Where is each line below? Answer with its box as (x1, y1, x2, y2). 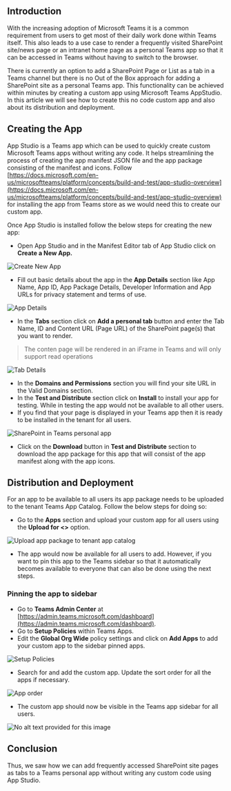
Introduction (7, 6, 62, 17)
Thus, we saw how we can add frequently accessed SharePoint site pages (7, 761, 219, 770)
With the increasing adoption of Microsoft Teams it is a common (7, 23, 190, 32)
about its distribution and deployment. (7, 103, 115, 111)
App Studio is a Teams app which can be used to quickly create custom (7, 141, 211, 150)
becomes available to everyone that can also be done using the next (17, 565, 212, 573)
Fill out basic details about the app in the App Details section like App (17, 275, 215, 283)
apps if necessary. (17, 675, 70, 683)
